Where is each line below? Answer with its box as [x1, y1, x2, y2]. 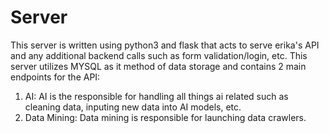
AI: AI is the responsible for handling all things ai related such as [24, 90, 289, 102]
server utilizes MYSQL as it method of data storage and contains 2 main [10, 60, 307, 72]
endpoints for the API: [10, 71, 101, 83]
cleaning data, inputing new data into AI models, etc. [24, 101, 242, 113]
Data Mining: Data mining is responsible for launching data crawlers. [24, 111, 307, 123]
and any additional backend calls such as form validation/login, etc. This [10, 49, 308, 61]
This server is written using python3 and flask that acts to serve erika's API [10, 39, 320, 51]
